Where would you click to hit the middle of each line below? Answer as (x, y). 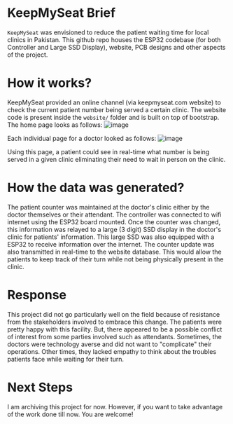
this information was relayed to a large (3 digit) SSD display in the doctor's (114, 229)
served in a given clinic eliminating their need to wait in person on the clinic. (116, 159)
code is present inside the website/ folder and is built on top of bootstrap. (113, 117)
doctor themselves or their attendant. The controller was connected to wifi (114, 214)
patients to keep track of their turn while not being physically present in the (115, 259)
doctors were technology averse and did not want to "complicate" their (110, 344)
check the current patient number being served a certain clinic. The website (116, 109)
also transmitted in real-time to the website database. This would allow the (114, 252)
